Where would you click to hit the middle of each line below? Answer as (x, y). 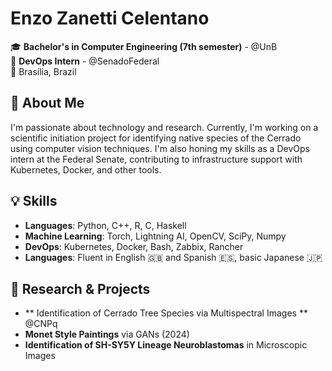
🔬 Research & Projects (80, 288)
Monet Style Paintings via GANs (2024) (107, 334)
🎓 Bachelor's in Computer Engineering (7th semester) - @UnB (144, 46)
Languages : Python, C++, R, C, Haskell (105, 225)
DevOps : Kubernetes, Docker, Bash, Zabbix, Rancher (134, 246)
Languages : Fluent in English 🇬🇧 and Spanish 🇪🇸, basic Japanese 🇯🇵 (173, 257)
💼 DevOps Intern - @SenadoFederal (85, 61)
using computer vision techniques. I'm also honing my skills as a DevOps (160, 148)
